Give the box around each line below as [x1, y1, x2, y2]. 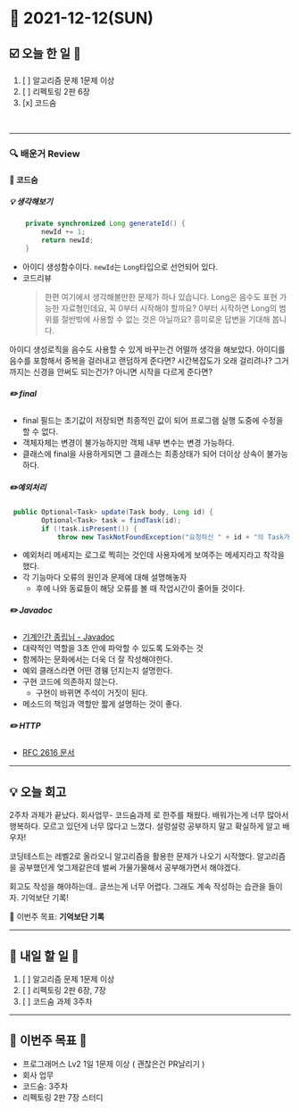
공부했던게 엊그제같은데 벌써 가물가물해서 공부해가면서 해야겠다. [18, 862, 241, 873]
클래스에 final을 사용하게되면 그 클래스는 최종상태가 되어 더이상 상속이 [21, 448, 265, 459]
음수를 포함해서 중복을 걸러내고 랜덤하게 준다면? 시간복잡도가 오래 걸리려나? [9, 355, 272, 365]
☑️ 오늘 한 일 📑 [9, 46, 82, 61]
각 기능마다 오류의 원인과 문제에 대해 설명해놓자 [21, 572, 187, 583]
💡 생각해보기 [9, 196, 54, 207]
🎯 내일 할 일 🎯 [9, 948, 79, 964]
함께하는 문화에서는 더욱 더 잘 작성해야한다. [21, 654, 173, 664]
